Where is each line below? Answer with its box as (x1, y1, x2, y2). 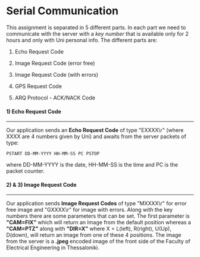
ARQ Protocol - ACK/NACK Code (14, 94, 95, 101)
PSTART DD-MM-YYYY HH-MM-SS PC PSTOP (6, 151, 100, 157)
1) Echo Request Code (6, 108, 61, 115)
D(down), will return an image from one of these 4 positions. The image (6, 231, 182, 239)
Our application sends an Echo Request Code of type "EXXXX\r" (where (6, 127, 184, 134)
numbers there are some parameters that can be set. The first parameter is (6, 212, 190, 220)
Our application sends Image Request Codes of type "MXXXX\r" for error (6, 200, 187, 207)
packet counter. (6, 168, 45, 175)
